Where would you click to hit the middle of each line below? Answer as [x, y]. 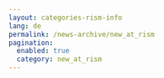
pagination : [31, 43]
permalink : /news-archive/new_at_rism [82, 34]
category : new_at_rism [59, 59]
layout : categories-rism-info [66, 17]
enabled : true [43, 51]
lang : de [25, 26]
